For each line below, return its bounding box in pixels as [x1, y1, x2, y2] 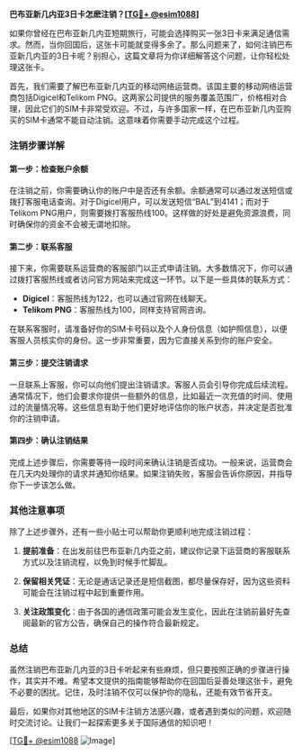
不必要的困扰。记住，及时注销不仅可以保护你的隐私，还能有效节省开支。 [9, 687, 277, 697]
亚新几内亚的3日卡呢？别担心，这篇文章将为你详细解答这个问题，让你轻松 [9, 50, 282, 61]
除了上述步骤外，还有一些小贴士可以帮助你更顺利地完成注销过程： [9, 526, 253, 537]
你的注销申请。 [9, 413, 65, 423]
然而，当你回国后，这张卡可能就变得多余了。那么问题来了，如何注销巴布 [24, 40, 293, 50]
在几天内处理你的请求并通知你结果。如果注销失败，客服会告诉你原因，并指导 [9, 468, 293, 478]
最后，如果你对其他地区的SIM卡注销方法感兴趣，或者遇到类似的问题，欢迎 [9, 706, 284, 717]
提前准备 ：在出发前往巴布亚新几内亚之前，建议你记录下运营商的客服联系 [22, 545, 290, 557]
